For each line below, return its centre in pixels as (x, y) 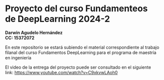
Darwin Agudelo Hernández (34, 32)
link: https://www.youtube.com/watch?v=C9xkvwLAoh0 (61, 72)
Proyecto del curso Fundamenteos (76, 9)
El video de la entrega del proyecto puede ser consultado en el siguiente (78, 67)
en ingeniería (18, 57)
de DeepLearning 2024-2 (58, 19)
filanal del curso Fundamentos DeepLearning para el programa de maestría (81, 53)
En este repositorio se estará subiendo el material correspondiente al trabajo (82, 47)
